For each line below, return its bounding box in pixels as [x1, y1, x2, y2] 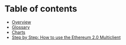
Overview [11, 19, 31, 25]
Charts [11, 29, 25, 35]
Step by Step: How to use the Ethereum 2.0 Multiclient [11, 34, 121, 40]
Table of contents [4, 3, 78, 14]
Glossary [11, 24, 30, 30]
